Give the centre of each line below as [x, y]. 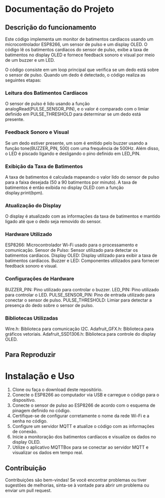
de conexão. [25, 432]
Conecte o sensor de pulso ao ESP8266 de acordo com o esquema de [84, 405]
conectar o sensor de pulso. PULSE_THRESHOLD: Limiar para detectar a [79, 300]
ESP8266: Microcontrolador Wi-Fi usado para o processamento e [71, 245]
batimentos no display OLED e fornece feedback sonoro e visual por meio [80, 55]
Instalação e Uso [40, 376]
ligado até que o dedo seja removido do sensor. [53, 222]
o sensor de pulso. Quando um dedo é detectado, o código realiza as [75, 75]
